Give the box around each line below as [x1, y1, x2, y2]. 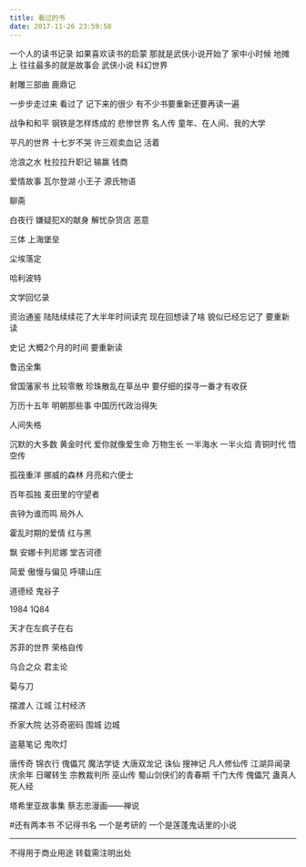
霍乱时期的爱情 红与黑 [9, 527, 92, 538]
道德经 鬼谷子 [9, 585, 60, 597]
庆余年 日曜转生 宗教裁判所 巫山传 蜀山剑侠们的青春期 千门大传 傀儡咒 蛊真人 [9, 769, 297, 780]
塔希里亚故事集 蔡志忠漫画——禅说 [9, 800, 139, 811]
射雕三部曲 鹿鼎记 [9, 78, 76, 89]
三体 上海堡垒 [9, 233, 60, 244]
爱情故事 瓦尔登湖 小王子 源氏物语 [9, 175, 137, 187]
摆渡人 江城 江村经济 [9, 699, 87, 710]
